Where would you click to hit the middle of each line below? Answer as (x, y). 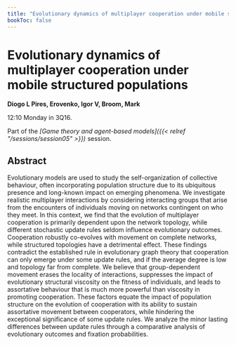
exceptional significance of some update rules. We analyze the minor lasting (118, 319)
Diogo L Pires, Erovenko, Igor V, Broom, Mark (74, 104)
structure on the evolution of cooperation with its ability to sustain (103, 304)
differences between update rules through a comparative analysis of (106, 327)
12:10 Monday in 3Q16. (40, 118)
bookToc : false (29, 20)
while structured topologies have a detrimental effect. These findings (107, 245)
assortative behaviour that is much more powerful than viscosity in (104, 290)
